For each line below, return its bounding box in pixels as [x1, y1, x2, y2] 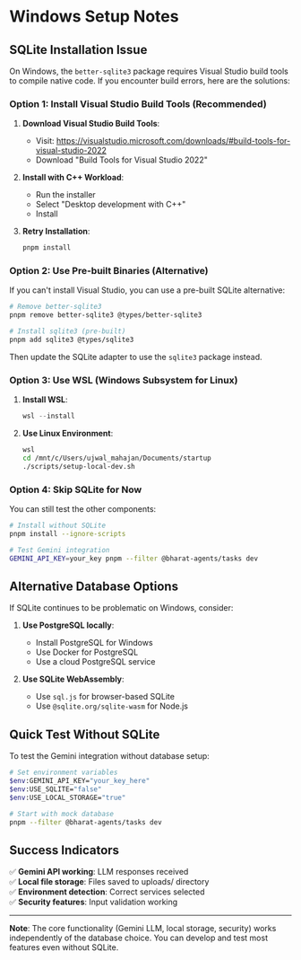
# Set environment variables [9, 768, 118, 778]
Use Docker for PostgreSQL [35, 647, 139, 657]
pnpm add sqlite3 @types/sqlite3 [9, 335, 134, 345]
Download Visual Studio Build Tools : [21, 119, 160, 129]
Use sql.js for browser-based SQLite [35, 691, 175, 702]
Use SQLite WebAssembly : [21, 674, 125, 684]
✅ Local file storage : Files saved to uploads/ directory [9, 876, 210, 887]
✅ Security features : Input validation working [9, 896, 178, 908]
